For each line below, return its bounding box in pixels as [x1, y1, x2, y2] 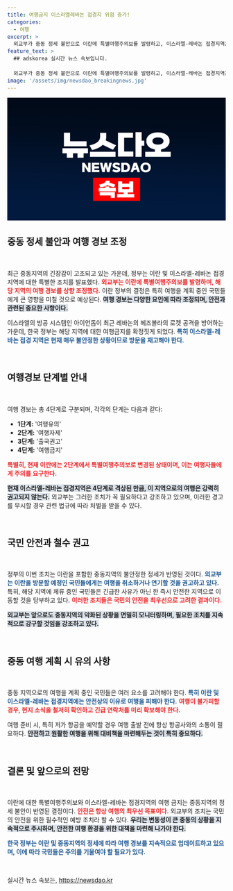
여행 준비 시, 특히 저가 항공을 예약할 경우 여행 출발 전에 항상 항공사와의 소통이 [7, 721, 216, 729]
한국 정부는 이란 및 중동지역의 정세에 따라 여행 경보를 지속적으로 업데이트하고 [7, 839, 212, 847]
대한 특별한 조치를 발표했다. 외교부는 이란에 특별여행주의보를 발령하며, [25, 278, 214, 286]
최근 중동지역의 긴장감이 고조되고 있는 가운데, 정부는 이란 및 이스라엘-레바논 [7, 269, 212, 277]
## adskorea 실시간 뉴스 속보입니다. [13, 56, 108, 63]
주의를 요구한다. [14, 469, 58, 477]
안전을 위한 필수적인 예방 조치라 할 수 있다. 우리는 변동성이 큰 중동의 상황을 [14, 816, 215, 824]
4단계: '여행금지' [17, 445, 63, 454]
